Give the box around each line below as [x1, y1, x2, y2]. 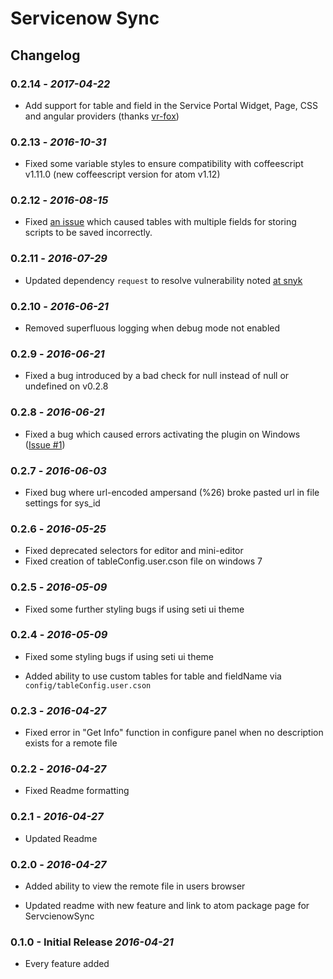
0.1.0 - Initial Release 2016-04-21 [10, 935, 174, 949]
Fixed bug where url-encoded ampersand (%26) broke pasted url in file [24, 486, 320, 498]
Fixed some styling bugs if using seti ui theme [24, 650, 214, 662]
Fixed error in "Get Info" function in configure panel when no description [24, 727, 324, 739]
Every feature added [24, 958, 110, 970]
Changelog [10, 47, 81, 64]
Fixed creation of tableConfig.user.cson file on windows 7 [24, 555, 263, 567]
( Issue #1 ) [24, 438, 66, 451]
